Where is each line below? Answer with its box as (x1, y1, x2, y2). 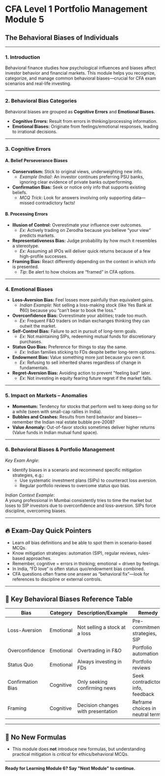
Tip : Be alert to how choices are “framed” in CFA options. (19, 269, 136, 275)
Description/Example (77, 610, 128, 616)
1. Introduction (5, 54, 40, 60)
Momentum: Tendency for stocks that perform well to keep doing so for (12, 403, 158, 409)
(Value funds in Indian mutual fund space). (12, 429, 98, 435)
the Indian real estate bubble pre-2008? (34, 419, 115, 425)
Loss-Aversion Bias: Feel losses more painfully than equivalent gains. (12, 297, 154, 303)
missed (19, 200, 34, 206)
